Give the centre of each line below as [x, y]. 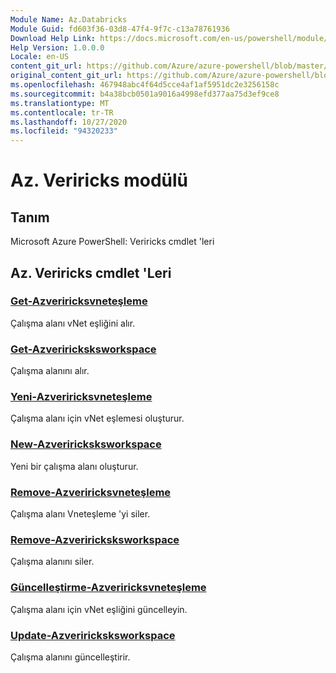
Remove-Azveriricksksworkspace [95, 539]
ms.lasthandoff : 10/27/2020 [69, 122]
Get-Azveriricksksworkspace [83, 349]
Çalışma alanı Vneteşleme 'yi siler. [80, 514]
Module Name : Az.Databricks [69, 19]
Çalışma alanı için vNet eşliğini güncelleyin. [99, 609]
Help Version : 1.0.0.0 [57, 47]
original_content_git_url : [66, 76]
